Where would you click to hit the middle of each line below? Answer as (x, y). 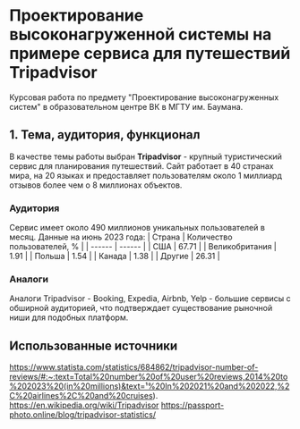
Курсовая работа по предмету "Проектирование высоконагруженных (144, 97)
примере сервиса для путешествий (150, 54)
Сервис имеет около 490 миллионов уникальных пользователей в (137, 228)
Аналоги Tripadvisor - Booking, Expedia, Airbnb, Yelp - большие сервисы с (150, 299)
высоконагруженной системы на (141, 34)
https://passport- (193, 405)
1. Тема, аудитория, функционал (105, 135)
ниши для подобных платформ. (69, 317)
